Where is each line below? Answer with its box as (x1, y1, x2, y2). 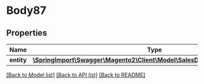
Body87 (6, 4, 47, 18)
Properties (6, 28, 47, 38)
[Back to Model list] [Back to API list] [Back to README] (6, 71, 146, 79)
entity (9, 56, 27, 64)
